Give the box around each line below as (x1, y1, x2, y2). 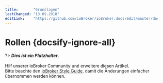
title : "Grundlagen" (5, 7, 60, 12)
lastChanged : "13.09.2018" (5, 12, 60, 16)
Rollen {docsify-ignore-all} (5, 37, 116, 48)
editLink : (5, 16, 25, 21)
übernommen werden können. (5, 73, 65, 79)
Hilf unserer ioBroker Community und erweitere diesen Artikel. (5, 63, 130, 69)
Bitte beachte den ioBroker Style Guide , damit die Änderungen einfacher (5, 68, 149, 74)
